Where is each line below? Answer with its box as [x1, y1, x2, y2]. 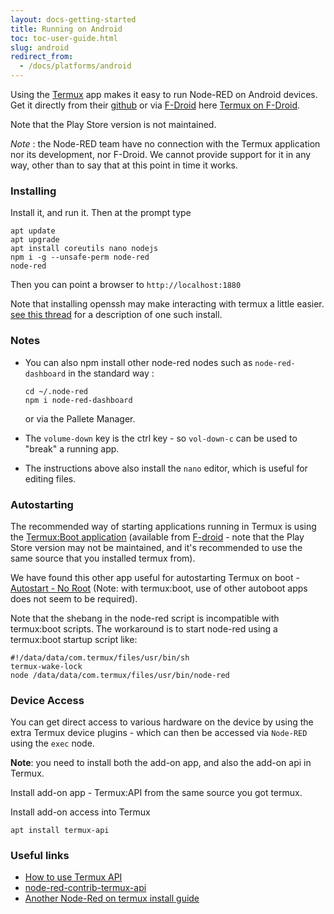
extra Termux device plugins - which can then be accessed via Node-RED [10, 727, 308, 739]
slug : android [10, 42, 70, 53]
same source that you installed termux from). [10, 552, 196, 564]
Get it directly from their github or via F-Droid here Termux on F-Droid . [10, 99, 301, 111]
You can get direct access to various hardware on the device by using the [10, 716, 314, 728]
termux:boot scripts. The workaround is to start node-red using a [10, 622, 278, 635]
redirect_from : [10, 52, 74, 62]
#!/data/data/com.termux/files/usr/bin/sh [10, 652, 190, 663]
